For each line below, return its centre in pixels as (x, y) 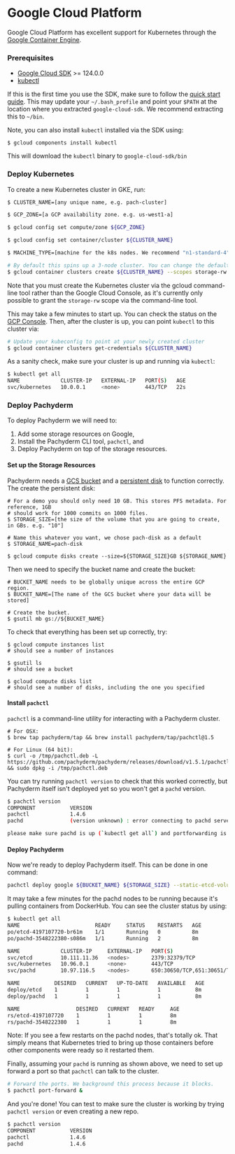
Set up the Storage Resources (51, 465)
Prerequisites (30, 57)
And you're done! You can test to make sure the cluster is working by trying (116, 1104)
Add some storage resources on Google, (76, 434)
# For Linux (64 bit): (40, 750)
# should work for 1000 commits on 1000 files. (78, 513)
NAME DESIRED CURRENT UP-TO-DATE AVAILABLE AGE (106, 983)
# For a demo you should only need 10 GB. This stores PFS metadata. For (117, 501)
